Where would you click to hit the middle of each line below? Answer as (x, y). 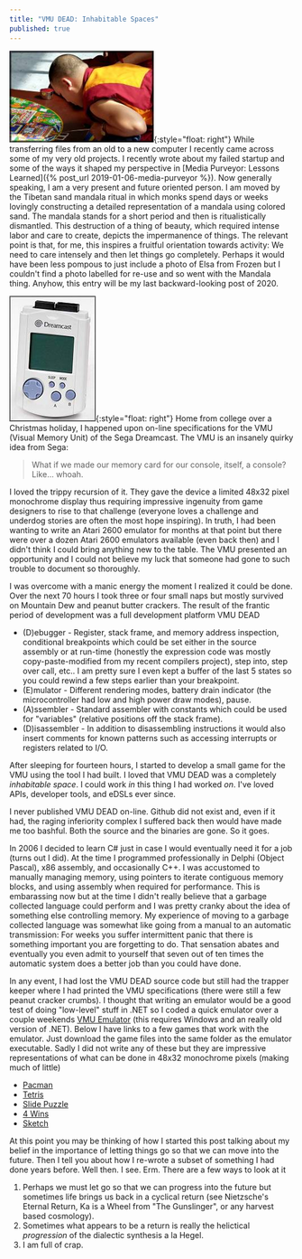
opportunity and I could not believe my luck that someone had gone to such (150, 559)
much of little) (35, 1067)
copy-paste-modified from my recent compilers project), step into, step (155, 661)
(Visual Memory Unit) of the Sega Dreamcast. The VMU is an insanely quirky (151, 437)
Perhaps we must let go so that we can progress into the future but (147, 1187)
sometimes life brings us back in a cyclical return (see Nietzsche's (145, 1197)
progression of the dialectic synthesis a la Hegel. (113, 1235)
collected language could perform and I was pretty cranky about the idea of (150, 906)
